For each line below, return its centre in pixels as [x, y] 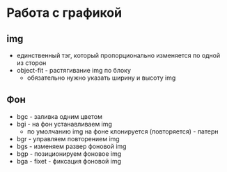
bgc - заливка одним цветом [59, 116]
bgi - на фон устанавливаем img [64, 124]
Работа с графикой [64, 13]
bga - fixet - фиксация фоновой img [69, 161]
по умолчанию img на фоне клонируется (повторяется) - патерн [123, 131]
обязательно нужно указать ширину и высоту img [101, 78]
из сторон [31, 63]
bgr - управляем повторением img [68, 138]
